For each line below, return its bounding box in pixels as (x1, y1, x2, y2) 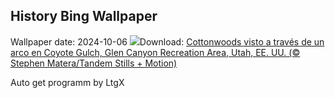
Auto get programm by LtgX (10, 76, 125, 88)
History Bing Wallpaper (10, 8, 158, 25)
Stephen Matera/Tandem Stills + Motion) (10, 57, 178, 69)
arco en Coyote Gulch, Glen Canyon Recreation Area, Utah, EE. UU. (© (10, 46, 301, 58)
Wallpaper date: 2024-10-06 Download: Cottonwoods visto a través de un (10, 35, 325, 48)
